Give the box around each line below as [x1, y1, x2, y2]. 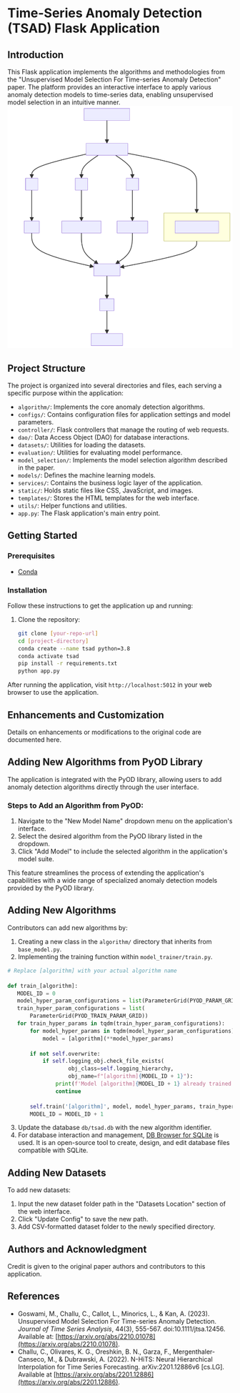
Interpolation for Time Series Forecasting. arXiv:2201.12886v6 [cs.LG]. [17, 1362, 225, 1371]
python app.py [17, 668, 60, 675]
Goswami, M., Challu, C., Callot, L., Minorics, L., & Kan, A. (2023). [17, 1309, 210, 1318]
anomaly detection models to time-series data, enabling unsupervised [7, 91, 214, 99]
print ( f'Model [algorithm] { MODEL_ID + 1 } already [55, 1081, 206, 1088]
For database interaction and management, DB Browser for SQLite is [17, 1131, 219, 1139]
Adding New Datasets [7, 1166, 106, 1179]
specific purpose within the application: [7, 388, 124, 397]
